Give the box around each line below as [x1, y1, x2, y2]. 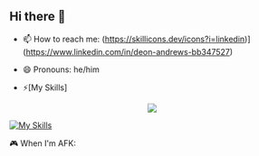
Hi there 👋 [9, 9, 66, 24]
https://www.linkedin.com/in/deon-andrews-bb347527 [25, 46, 231, 57]
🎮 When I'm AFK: [9, 137, 77, 149]
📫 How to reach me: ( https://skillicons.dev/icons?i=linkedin [22, 33, 245, 44]
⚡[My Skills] [22, 82, 68, 93]
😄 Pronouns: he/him [22, 64, 100, 75]
